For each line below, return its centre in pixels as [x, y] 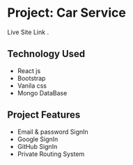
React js [29, 70]
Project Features [44, 115]
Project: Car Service [67, 13]
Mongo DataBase [42, 93]
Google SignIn [38, 139]
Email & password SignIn [53, 132]
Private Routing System [51, 154]
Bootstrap [31, 78]
